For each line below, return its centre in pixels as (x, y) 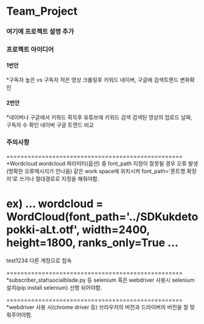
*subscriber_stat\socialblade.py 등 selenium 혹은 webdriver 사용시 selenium (100, 280)
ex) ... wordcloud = (55, 204)
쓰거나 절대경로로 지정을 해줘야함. (59, 179)
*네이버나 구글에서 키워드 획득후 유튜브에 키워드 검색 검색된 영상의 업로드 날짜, (100, 117)
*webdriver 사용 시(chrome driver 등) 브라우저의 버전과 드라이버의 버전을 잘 (97, 307)
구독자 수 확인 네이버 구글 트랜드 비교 (50, 125)
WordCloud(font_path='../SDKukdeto (102, 217)
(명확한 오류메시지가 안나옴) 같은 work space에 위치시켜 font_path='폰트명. (97, 171)
